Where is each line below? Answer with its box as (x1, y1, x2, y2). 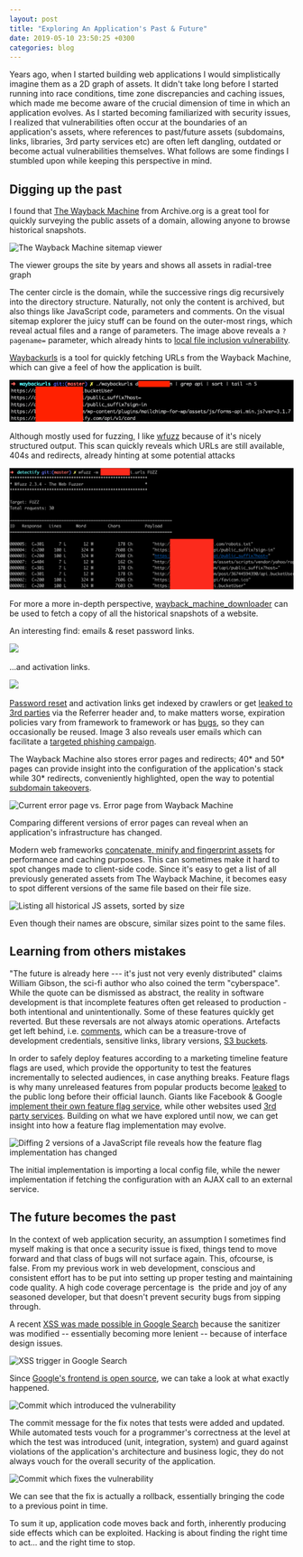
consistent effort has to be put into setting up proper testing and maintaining (9, 1272, 293, 1282)
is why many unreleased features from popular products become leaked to (9, 1081, 287, 1092)
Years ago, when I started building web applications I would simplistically (9, 69, 281, 80)
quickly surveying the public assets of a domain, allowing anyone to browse (9, 215, 290, 226)
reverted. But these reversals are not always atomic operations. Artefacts (9, 1016, 281, 1027)
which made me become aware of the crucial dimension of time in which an (9, 98, 290, 108)
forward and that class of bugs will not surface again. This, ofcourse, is (9, 1253, 273, 1263)
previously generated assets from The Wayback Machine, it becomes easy (9, 872, 287, 884)
